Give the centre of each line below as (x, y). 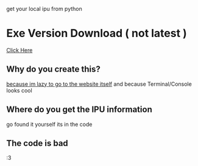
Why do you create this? (53, 69)
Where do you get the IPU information (79, 110)
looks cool (19, 90)
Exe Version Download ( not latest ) (97, 33)
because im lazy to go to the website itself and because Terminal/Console (99, 84)
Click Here (19, 50)
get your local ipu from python (44, 9)
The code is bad (37, 143)
